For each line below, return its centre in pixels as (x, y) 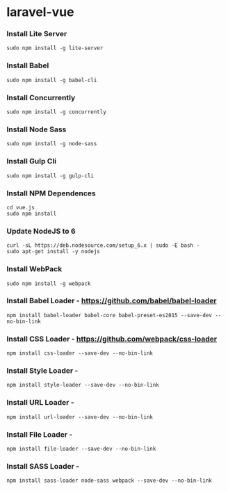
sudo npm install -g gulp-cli (50, 176)
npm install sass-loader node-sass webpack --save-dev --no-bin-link (109, 481)
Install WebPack (34, 269)
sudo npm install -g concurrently (57, 112)
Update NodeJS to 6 (41, 231)
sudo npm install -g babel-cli (52, 80)
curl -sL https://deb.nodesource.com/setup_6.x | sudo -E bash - (103, 245)
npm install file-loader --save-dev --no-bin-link (81, 449)
